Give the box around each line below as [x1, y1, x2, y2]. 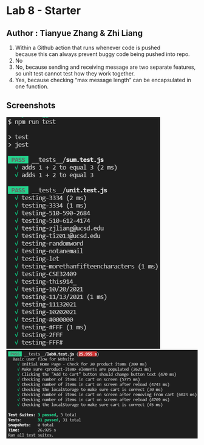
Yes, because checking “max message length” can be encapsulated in [15, 77, 191, 83]
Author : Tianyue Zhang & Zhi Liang [6, 28, 143, 38]
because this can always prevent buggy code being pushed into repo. [15, 51, 190, 58]
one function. [15, 83, 49, 90]
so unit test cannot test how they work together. [15, 70, 135, 77]
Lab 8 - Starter [6, 4, 81, 18]
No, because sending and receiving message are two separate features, [15, 63, 196, 71]
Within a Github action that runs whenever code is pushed [15, 44, 161, 51]
